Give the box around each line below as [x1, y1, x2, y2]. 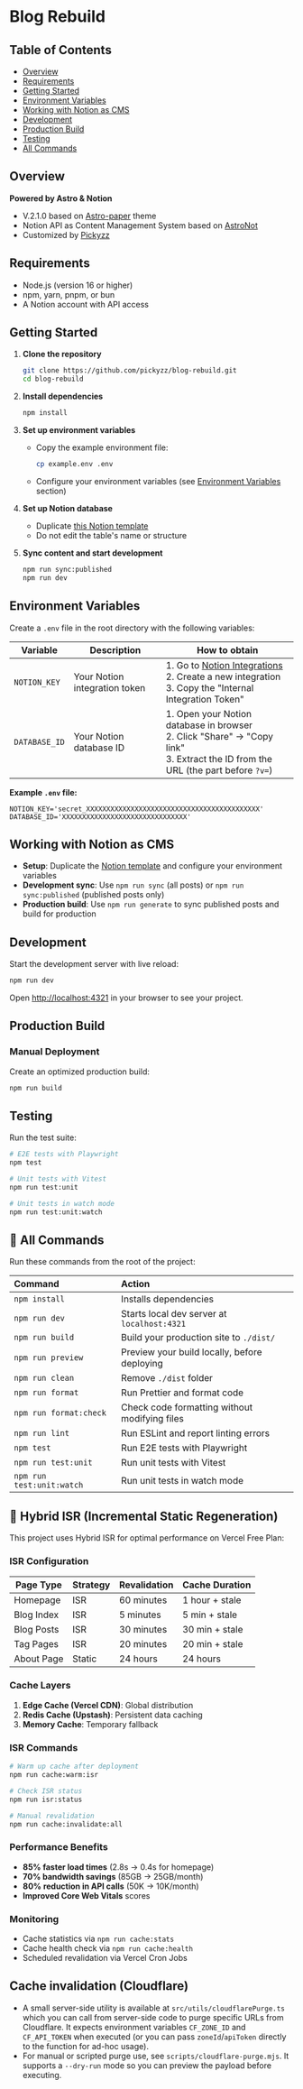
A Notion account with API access [22, 299, 149, 309]
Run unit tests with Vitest [121, 1457, 226, 1469]
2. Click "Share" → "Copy [165, 730, 273, 742]
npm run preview [14, 1353, 84, 1363]
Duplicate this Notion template [35, 520, 149, 531]
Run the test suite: [9, 1132, 77, 1143]
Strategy [71, 1578, 111, 1591]
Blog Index [14, 1608, 60, 1621]
